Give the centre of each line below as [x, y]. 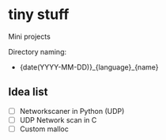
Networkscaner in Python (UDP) [72, 111]
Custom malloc [44, 129]
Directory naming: [38, 51]
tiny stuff [39, 15]
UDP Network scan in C [58, 119]
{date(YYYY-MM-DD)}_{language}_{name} [89, 67]
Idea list [28, 92]
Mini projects [30, 36]
